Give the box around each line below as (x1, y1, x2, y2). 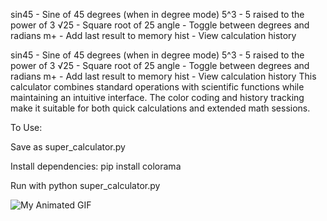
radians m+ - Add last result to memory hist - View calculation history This (10, 70, 317, 82)
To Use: (10, 122, 43, 133)
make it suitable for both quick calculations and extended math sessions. (10, 102, 311, 114)
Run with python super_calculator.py (10, 180, 161, 191)
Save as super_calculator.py (10, 141, 126, 153)
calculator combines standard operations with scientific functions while (10, 81, 305, 93)
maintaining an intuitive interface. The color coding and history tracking (10, 92, 305, 103)
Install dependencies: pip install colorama (10, 160, 182, 172)
